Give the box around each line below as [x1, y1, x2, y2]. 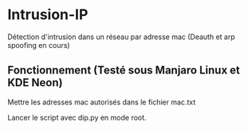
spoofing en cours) [7, 40, 70, 49]
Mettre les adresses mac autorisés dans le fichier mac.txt [7, 97, 196, 107]
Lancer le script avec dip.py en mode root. [7, 112, 147, 122]
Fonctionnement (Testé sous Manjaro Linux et [7, 64, 241, 77]
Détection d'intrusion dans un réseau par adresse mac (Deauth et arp [7, 32, 236, 41]
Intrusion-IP [7, 6, 89, 24]
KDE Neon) [7, 76, 63, 89]
